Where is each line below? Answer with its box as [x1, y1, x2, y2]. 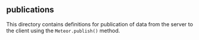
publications [6, 5, 54, 15]
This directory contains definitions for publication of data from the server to [6, 20, 194, 27]
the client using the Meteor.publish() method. [6, 27, 120, 34]
